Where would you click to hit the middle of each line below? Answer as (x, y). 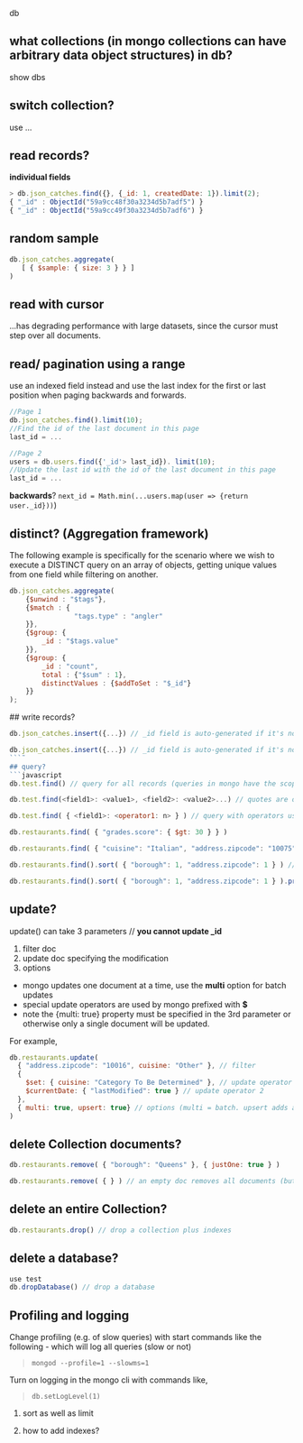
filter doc (39, 948)
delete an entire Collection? (88, 1209)
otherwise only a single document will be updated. (116, 1024)
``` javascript (36, 775)
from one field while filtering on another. (84, 574)
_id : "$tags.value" (80, 641)
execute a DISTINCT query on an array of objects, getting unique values (143, 565)
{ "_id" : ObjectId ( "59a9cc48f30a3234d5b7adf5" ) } (106, 202)
